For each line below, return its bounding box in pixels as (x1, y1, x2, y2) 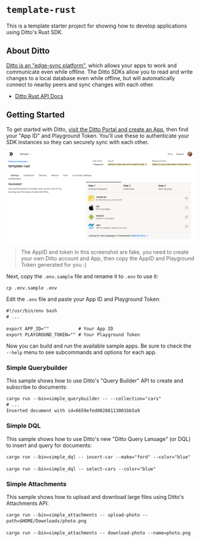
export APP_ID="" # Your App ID (6, 326, 113, 332)
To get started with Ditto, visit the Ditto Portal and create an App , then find (6, 126, 189, 133)
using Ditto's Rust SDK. (6, 28, 63, 35)
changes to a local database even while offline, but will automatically (6, 74, 175, 81)
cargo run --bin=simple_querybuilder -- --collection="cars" (6, 396, 162, 402)
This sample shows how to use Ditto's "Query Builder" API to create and (6, 377, 183, 385)
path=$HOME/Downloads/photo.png (6, 518, 87, 524)
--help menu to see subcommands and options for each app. (6, 349, 157, 356)
